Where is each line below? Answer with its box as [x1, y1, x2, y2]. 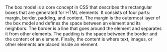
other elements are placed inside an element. [5, 41, 99, 47]
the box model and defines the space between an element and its [5, 20, 141, 26]
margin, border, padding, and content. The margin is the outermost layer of [5, 15, 160, 20]
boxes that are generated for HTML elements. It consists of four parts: [5, 9, 150, 15]
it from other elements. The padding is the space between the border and [5, 31, 157, 36]
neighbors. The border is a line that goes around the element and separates [5, 25, 162, 31]
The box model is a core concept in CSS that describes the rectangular [5, 4, 152, 10]
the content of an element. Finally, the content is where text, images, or [5, 36, 153, 42]
